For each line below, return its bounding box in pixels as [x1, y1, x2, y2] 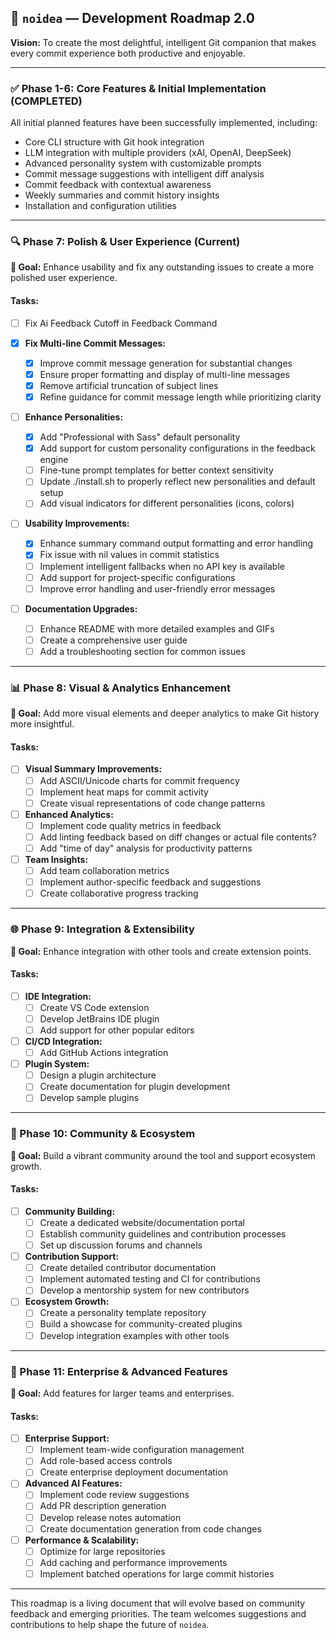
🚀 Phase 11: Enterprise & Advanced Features [10, 1364, 228, 1378]
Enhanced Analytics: [24, 808, 114, 820]
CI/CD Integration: [24, 1035, 103, 1047]
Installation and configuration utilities [24, 200, 177, 212]
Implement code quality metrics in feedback [39, 819, 222, 831]
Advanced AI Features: [24, 1477, 123, 1490]
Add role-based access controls [39, 1455, 173, 1467]
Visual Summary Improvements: [24, 763, 163, 775]
